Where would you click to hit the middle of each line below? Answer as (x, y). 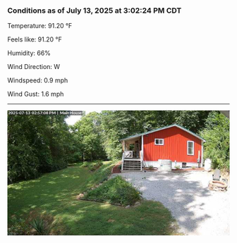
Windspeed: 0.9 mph (38, 80)
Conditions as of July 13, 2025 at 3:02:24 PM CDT (95, 11)
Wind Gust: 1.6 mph (36, 94)
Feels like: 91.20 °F (35, 39)
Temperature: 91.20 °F (40, 26)
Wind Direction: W (34, 67)
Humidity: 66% (29, 53)
